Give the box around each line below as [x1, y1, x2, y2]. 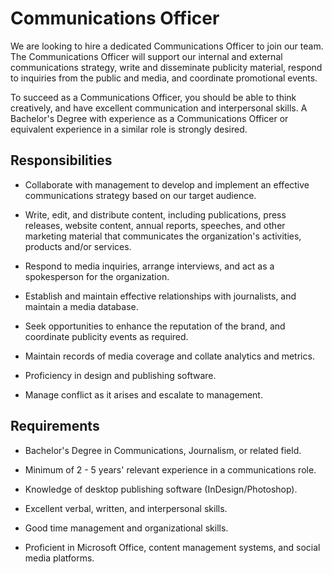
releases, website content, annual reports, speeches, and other [24, 219, 286, 231]
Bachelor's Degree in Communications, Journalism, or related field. [24, 444, 302, 456]
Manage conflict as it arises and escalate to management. [24, 388, 263, 401]
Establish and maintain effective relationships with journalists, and [24, 290, 297, 302]
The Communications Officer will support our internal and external [10, 50, 283, 62]
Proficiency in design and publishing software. [24, 369, 217, 381]
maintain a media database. [24, 300, 139, 312]
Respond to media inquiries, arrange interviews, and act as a [24, 260, 275, 272]
